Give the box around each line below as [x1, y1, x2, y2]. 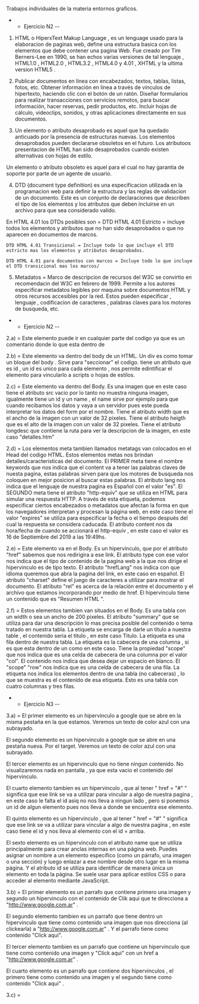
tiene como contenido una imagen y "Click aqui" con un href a [6, 949, 159, 956]
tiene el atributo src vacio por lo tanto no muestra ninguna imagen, [6, 389, 169, 396]
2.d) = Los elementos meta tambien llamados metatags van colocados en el [6, 445, 192, 452]
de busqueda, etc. [14, 306, 59, 312]
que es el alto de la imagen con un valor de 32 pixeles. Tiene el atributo [6, 421, 181, 427]
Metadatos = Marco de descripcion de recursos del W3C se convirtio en [14, 273, 192, 281]
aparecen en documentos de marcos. [6, 231, 98, 238]
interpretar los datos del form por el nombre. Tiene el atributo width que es [6, 408, 189, 415]
